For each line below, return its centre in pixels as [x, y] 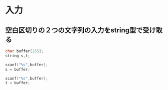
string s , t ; [18, 56]
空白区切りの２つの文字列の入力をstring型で [74, 30]
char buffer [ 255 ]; [24, 51]
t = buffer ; [18, 83]
